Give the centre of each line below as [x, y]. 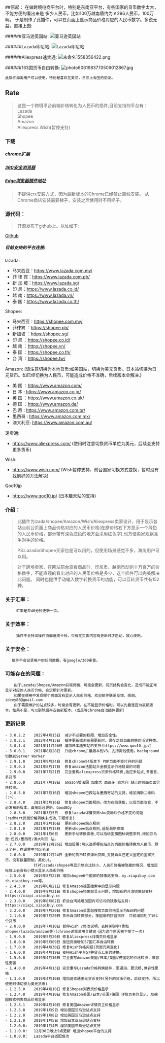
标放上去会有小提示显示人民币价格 [34, 870]
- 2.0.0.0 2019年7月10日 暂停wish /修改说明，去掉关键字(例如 [67, 926]
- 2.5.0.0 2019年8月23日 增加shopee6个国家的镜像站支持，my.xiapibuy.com [80, 876]
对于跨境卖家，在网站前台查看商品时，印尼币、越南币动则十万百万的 [86, 567]
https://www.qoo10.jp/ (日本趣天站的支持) [54, 496]
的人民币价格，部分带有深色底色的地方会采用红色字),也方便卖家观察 [85, 534]
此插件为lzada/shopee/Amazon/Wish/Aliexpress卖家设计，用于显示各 [87, 521]
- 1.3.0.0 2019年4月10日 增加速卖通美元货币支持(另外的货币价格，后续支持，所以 [82, 978]
